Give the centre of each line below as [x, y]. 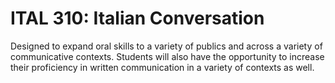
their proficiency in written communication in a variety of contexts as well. [162, 67]
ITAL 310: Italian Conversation [137, 18]
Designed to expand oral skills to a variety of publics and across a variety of [166, 46]
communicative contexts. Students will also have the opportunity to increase [167, 56]
